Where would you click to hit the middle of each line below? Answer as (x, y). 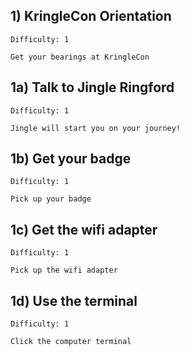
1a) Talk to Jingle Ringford (92, 87)
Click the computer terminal (71, 342)
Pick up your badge (51, 199)
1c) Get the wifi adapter (84, 229)
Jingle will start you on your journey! (96, 128)
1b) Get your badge (71, 159)
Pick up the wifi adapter (64, 270)
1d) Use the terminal (74, 300)
